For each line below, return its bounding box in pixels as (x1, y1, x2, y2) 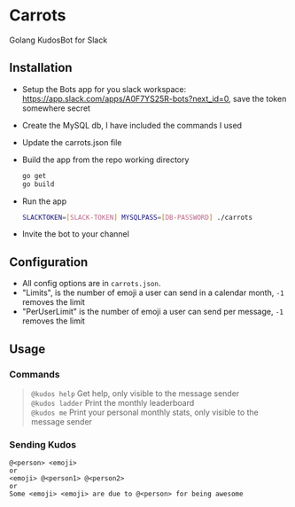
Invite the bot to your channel (21, 229, 130, 239)
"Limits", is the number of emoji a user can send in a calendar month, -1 (21, 287, 285, 298)
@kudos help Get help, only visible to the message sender (30, 387, 240, 399)
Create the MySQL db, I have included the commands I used (21, 120, 242, 130)
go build (21, 179, 55, 189)
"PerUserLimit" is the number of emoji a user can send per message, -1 (21, 307, 283, 317)
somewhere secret (21, 103, 91, 113)
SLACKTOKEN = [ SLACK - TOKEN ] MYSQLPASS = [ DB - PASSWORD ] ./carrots (21, 213, 253, 222)
